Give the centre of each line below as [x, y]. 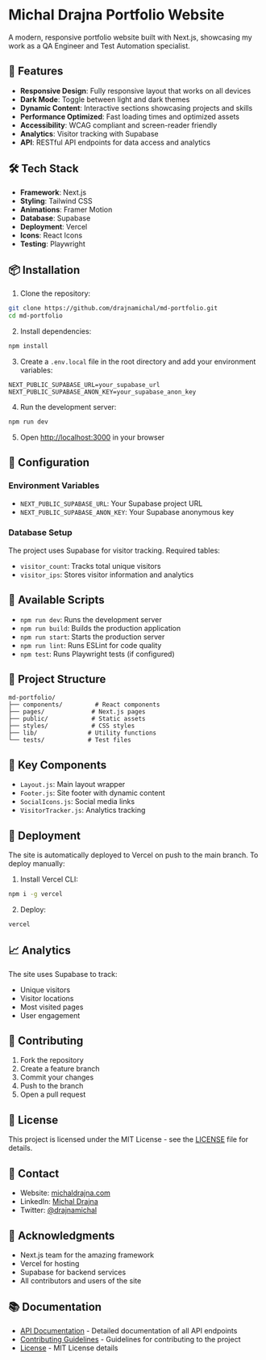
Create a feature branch [60, 1069]
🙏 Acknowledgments [62, 1235]
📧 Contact [34, 1173]
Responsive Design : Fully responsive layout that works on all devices [135, 91]
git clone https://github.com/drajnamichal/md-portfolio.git [113, 309]
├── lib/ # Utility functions [83, 733]
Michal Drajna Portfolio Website [116, 15]
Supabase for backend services [73, 1272]
